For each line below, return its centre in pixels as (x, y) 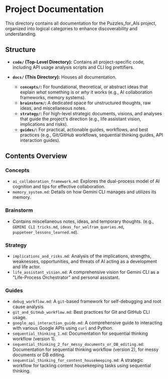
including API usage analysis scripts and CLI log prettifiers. (73, 67)
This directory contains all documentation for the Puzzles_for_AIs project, (81, 23)
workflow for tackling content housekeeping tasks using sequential (82, 365)
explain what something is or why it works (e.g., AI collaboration (86, 92)
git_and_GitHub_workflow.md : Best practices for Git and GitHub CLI (81, 312)
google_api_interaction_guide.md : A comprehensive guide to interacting (87, 323)
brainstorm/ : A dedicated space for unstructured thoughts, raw (86, 103)
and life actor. (27, 267)
